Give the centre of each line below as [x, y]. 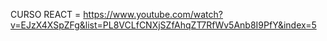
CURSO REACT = [46, 14]
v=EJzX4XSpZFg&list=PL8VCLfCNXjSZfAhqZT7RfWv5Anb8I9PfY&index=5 [163, 25]
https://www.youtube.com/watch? [153, 14]
